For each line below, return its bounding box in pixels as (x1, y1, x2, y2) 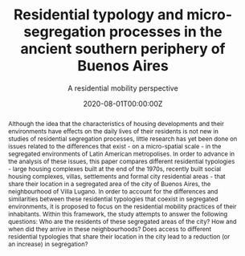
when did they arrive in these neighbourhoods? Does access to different (7, 225, 211, 234)
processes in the (108, 22, 223, 41)
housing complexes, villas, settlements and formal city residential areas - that (7, 172, 226, 181)
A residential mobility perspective (67, 83, 178, 93)
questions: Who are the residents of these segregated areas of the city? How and (7, 217, 237, 226)
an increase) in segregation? (7, 239, 88, 248)
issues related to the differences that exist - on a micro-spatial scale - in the (7, 142, 222, 150)
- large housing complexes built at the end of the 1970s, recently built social (7, 165, 222, 173)
